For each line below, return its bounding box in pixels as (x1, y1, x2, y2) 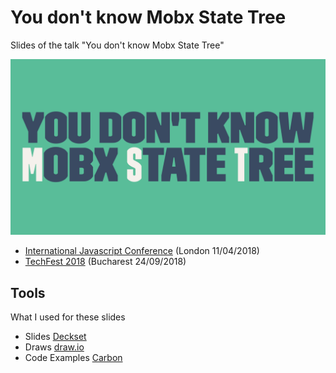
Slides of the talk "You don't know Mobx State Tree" (10, 39, 225, 51)
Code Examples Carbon (24, 352, 123, 364)
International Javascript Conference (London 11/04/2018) (24, 245, 260, 257)
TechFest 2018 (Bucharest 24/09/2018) (24, 256, 187, 268)
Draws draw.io (24, 341, 85, 353)
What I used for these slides (10, 311, 126, 323)
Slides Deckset (24, 331, 87, 343)
